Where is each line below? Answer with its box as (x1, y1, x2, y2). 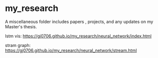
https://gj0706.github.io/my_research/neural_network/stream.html (5, 47, 137, 53)
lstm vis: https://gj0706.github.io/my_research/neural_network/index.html (5, 33, 152, 39)
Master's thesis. (5, 23, 37, 29)
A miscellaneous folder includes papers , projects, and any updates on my (5, 19, 154, 24)
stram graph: (5, 42, 31, 48)
